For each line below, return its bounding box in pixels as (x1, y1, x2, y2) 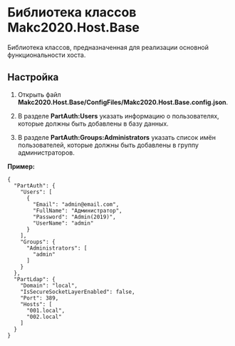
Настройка (7, 71, 59, 83)
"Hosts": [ (20, 300, 53, 307)
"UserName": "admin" (33, 219, 94, 227)
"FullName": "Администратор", (33, 207, 122, 214)
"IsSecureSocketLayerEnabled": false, (20, 288, 135, 295)
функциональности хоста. (7, 51, 86, 59)
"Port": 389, (20, 294, 59, 302)
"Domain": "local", (20, 282, 78, 289)
